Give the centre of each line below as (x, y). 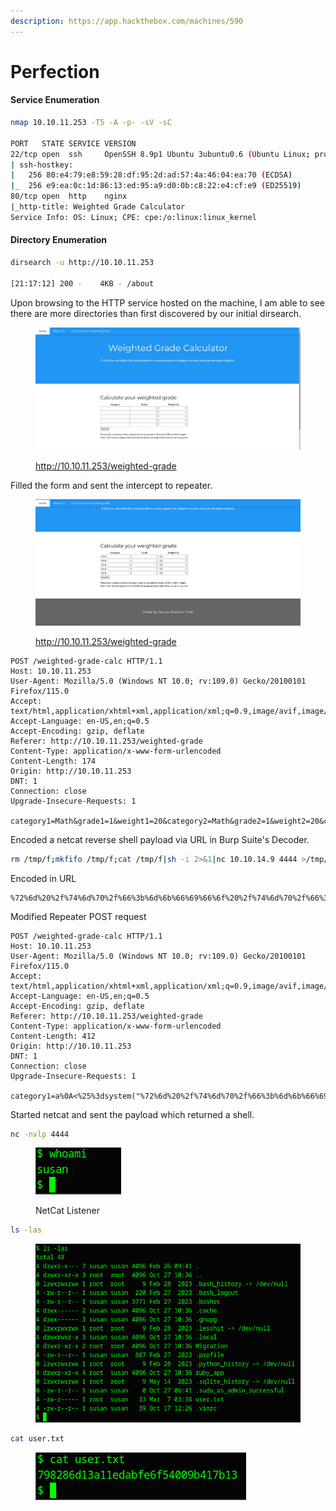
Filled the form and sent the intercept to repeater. (111, 486)
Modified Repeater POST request (78, 916)
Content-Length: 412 (53, 1036)
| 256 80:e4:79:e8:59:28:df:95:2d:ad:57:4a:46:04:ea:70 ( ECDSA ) (151, 175)
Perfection (55, 71)
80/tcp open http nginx (69, 196)
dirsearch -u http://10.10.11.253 (82, 262)
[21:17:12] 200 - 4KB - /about (82, 283)
